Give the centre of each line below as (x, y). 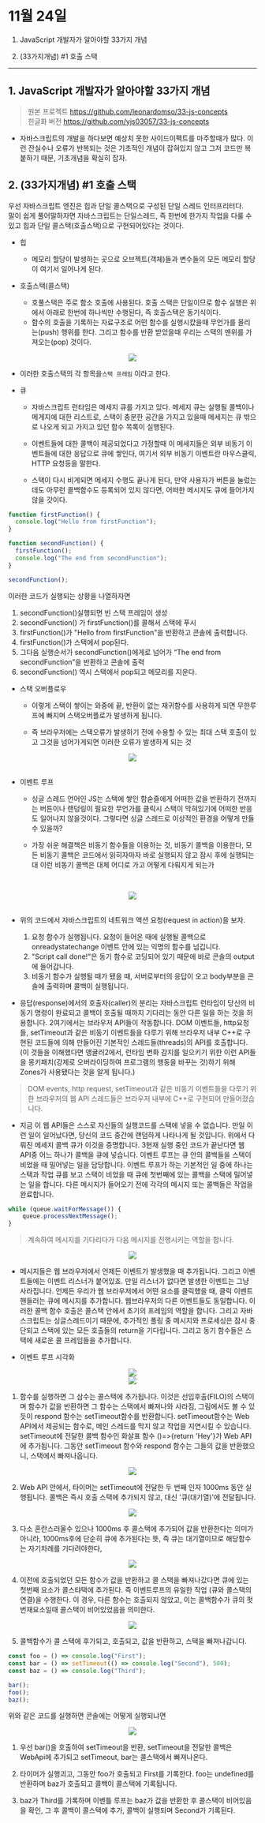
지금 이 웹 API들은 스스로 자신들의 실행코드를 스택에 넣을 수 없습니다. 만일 (132, 1125)
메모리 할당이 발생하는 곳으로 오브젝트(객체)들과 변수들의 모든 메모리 (136, 259)
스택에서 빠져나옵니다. (64, 1456)
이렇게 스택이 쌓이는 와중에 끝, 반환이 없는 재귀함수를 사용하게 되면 (133, 705)
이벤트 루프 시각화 (47, 1357)
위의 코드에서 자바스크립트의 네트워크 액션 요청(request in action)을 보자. (132, 919)
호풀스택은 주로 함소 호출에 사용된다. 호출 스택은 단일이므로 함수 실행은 (140, 302)
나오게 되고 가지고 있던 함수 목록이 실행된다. (107, 426)
